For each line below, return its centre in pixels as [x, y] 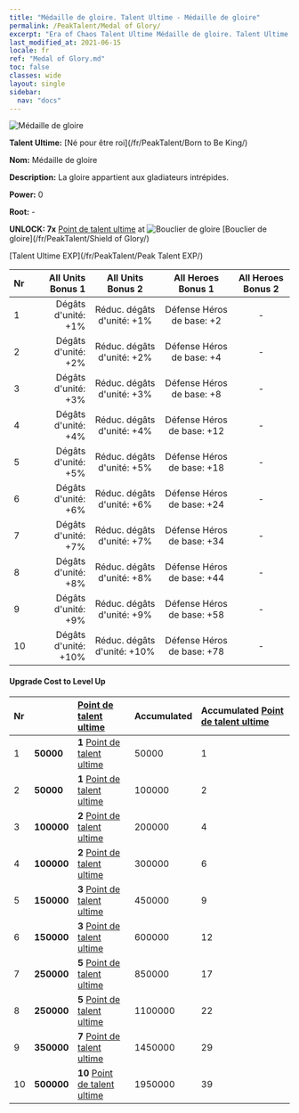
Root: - [22, 212]
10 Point [95, 1073]
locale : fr [29, 51]
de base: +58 [197, 615]
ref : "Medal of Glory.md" [57, 59]
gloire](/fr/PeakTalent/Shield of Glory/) [79, 239]
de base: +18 [197, 468]
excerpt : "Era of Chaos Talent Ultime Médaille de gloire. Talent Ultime [149, 34]
